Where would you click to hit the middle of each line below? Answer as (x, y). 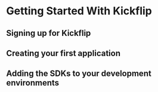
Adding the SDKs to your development (79, 74)
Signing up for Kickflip (49, 33)
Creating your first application (63, 53)
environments (33, 83)
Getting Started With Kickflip (79, 11)
